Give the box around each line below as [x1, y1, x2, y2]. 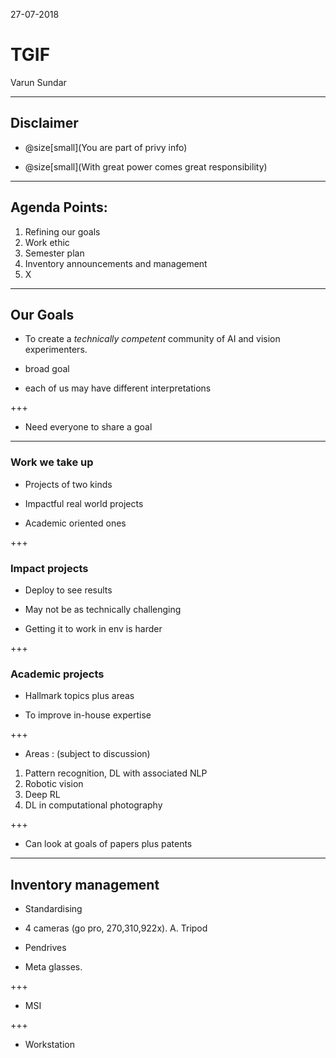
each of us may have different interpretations [24, 382, 212, 394]
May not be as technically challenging [24, 603, 182, 615]
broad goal [24, 363, 70, 375]
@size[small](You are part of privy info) [24, 141, 188, 153]
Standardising [24, 903, 83, 915]
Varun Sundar [10, 76, 67, 88]
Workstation [24, 1039, 75, 1051]
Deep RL [24, 789, 61, 801]
